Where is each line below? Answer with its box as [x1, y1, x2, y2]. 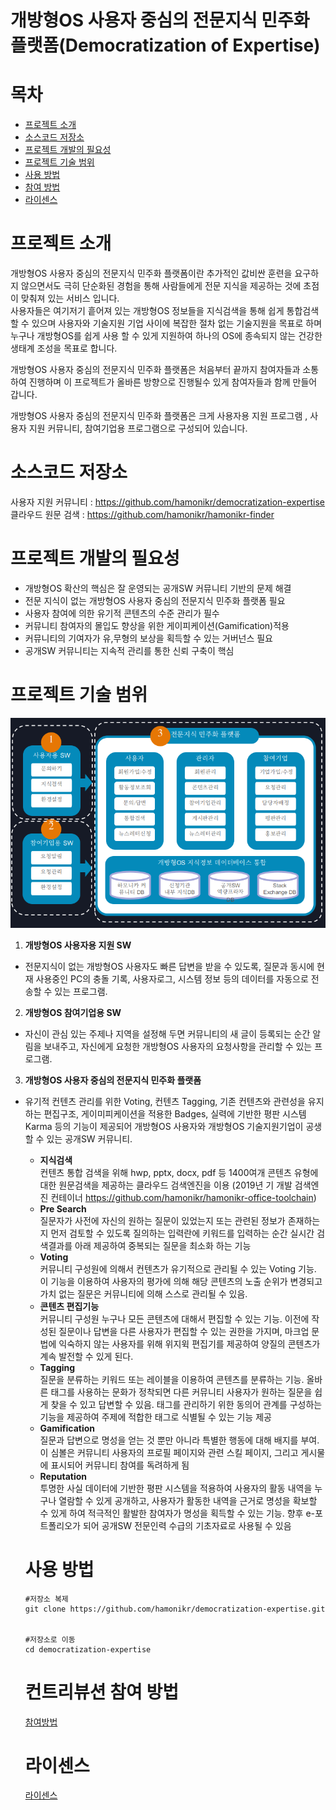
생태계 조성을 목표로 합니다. [10, 342, 118, 355]
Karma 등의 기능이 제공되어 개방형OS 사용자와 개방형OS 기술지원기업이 [24, 1120, 304, 1132]
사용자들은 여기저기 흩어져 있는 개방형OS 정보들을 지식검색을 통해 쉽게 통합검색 [10, 305, 320, 317]
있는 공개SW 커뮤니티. [46, 1132, 133, 1145]
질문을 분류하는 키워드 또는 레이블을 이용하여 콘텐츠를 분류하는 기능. [39, 1373, 305, 1385]
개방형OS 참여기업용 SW [24, 1006, 122, 1018]
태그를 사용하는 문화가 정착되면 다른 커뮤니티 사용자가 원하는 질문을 [50, 1386, 313, 1398]
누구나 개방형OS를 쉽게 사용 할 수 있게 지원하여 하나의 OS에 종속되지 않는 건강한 [10, 330, 323, 342]
